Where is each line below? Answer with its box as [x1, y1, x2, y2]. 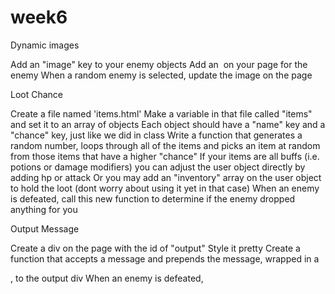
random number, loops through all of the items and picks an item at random [10, 139, 321, 151]
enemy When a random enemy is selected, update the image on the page [10, 69, 313, 81]
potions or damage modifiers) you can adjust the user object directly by [10, 161, 306, 173]
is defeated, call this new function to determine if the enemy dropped [10, 192, 296, 205]
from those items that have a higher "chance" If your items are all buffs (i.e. [10, 150, 320, 162]
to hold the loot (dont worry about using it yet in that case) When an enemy [10, 182, 320, 194]
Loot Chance [10, 88, 64, 100]
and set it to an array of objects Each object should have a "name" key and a [10, 118, 326, 130]
